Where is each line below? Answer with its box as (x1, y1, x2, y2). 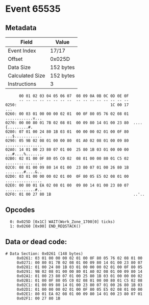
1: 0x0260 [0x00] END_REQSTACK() (10, 223, 81, 229)
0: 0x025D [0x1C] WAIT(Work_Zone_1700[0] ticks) (10, 219, 115, 224)
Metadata (5, 24, 37, 32)
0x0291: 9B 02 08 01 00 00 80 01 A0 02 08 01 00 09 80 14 (16, 269, 143, 274)
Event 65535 (5, 3, 61, 15)
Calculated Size (8, 72, 45, 79)
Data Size (8, 64, 31, 71)
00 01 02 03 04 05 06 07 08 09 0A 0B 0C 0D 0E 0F (18, 93, 129, 99)
